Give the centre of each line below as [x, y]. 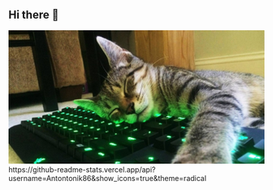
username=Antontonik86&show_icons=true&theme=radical [108, 179]
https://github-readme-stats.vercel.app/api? [82, 170]
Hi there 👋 [34, 15]
